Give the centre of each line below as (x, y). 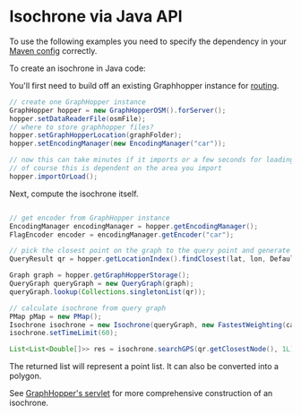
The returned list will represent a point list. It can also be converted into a (144, 367)
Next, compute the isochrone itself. (74, 194)
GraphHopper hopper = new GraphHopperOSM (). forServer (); (118, 110)
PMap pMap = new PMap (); (56, 316)
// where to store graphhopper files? (82, 127)
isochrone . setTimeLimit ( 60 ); (64, 333)
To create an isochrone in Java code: (77, 68)
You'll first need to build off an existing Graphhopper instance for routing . (144, 85)
